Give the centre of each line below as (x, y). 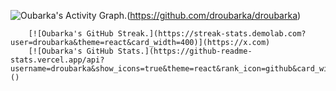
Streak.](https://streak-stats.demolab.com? (212, 34)
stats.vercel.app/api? (57, 60)
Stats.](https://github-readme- (185, 51)
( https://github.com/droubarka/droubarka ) (214, 15)
